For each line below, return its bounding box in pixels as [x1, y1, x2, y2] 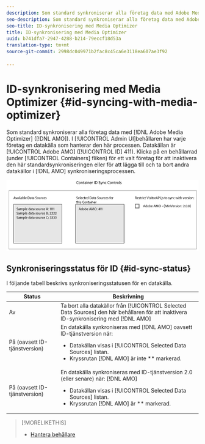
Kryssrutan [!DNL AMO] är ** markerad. [69, 400, 171, 407]
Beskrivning [112, 293, 145, 300]
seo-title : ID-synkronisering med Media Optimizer [6, 23, 138, 29]
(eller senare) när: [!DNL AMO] [60, 375, 138, 382]
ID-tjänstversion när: [60, 330, 113, 337]
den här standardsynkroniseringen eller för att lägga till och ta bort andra [6, 161, 189, 168]
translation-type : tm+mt [6, 42, 70, 48]
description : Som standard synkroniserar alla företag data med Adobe [6, 10, 190, 16]
